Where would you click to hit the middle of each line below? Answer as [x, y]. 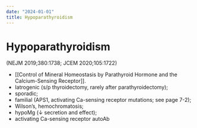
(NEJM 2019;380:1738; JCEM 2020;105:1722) [62, 63]
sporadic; [26, 93]
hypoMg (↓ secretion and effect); [56, 113]
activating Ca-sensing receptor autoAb [62, 119]
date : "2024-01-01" [30, 12]
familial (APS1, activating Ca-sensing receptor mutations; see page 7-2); [103, 100]
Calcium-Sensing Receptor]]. [50, 81]
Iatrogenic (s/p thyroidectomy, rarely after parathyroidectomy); [91, 88]
